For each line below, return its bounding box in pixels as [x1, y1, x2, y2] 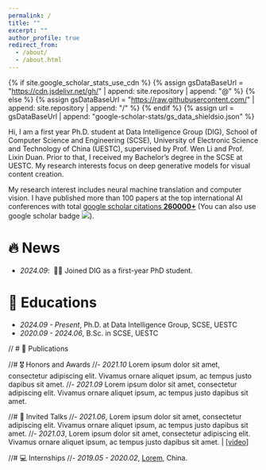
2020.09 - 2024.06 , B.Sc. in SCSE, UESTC [19, 328, 159, 338]
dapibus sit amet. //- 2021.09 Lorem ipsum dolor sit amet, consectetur [8, 379, 237, 389]
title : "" [8, 19, 41, 27]
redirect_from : [8, 41, 59, 49]
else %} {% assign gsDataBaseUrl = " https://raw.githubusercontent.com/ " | [8, 95, 255, 104]
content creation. [8, 169, 64, 179]
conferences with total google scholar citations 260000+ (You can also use [8, 201, 256, 211]
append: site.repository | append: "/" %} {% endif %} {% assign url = [8, 103, 234, 112]
